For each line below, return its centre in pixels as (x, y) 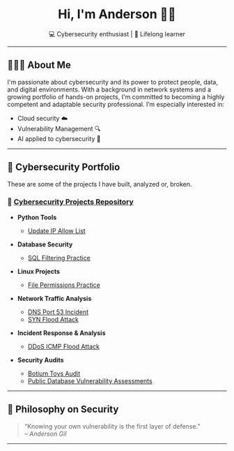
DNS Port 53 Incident (58, 312)
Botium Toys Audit (54, 374)
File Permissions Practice (64, 285)
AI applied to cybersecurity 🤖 (59, 138)
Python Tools (37, 217)
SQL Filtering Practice (59, 258)
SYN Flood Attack (53, 319)
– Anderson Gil (45, 434)
